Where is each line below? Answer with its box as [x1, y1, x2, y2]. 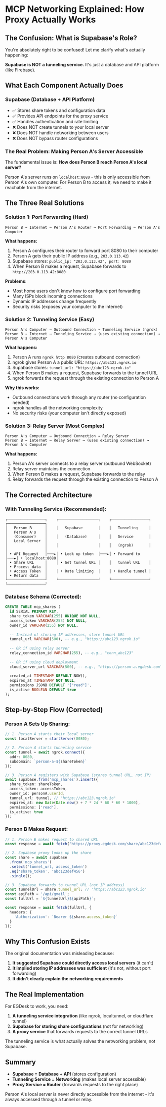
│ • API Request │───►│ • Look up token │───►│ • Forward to [5, 551, 140, 556]
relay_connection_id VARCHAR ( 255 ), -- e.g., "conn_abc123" [9, 651, 134, 655]
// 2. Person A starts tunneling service [5, 745, 92, 751]
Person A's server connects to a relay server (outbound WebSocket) [12, 460, 152, 466]
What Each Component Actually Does [5, 81, 124, 90]
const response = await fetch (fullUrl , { [5, 905, 92, 910]
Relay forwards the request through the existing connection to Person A [12, 476, 159, 482]
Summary [5, 1058, 36, 1066]
